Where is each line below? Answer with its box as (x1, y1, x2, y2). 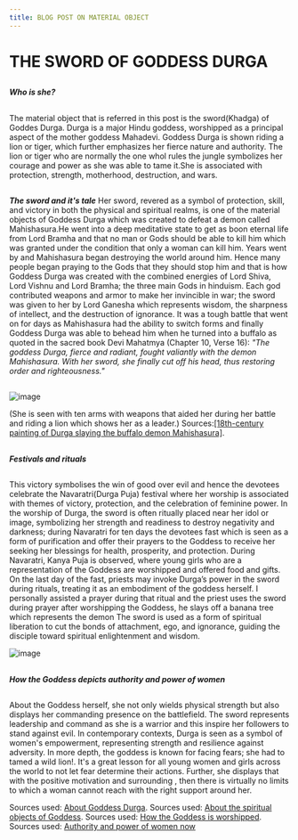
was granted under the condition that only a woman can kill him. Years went (9, 242, 287, 253)
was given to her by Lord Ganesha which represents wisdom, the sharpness (9, 299, 288, 310)
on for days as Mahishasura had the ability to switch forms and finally (9, 318, 264, 329)
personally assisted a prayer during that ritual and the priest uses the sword (9, 593, 286, 604)
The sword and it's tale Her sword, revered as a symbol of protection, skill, (9, 195, 286, 206)
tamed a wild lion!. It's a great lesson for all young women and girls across (9, 756, 281, 767)
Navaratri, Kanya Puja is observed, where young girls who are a (9, 555, 242, 566)
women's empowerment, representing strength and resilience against (9, 737, 264, 748)
